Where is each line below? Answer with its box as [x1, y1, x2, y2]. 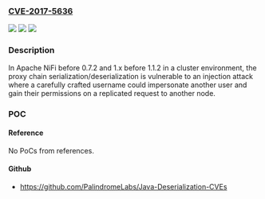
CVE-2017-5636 [8, 6, 73, 17]
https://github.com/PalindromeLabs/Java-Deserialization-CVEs [19, 181, 227, 191]
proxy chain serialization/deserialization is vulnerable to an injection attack [8, 71, 254, 81]
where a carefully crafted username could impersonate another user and [8, 80, 247, 90]
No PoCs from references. [8, 145, 94, 155]
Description [8, 45, 55, 56]
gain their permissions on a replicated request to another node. [8, 88, 216, 98]
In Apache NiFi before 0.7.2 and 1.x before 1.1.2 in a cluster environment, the [8, 62, 257, 73]
